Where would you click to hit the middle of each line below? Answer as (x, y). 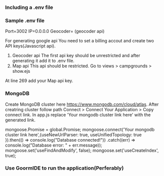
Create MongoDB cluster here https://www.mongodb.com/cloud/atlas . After (82, 104)
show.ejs (21, 71)
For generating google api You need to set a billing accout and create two (80, 41)
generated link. (20, 120)
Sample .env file (25, 20)
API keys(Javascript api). (30, 46)
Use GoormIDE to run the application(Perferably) (65, 168)
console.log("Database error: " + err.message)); (54, 145)
